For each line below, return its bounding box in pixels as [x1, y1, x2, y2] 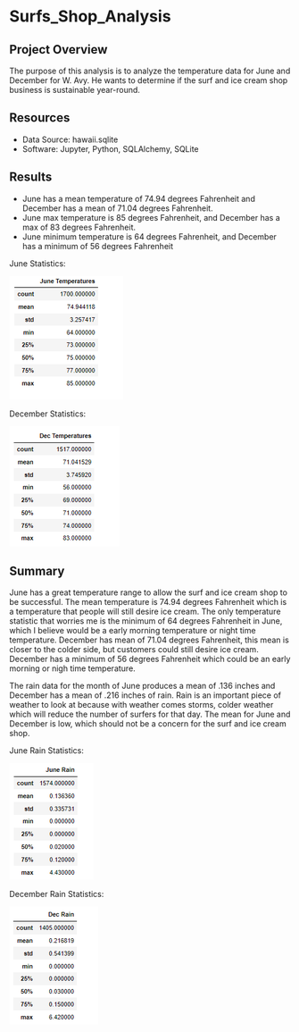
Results [9, 170, 53, 185]
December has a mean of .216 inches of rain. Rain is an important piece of [9, 690, 282, 701]
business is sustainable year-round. [9, 85, 141, 95]
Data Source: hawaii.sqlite [21, 134, 119, 145]
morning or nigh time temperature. [9, 663, 136, 674]
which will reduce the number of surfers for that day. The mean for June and [9, 709, 291, 720]
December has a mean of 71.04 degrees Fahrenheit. [21, 203, 213, 214]
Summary [9, 564, 65, 579]
